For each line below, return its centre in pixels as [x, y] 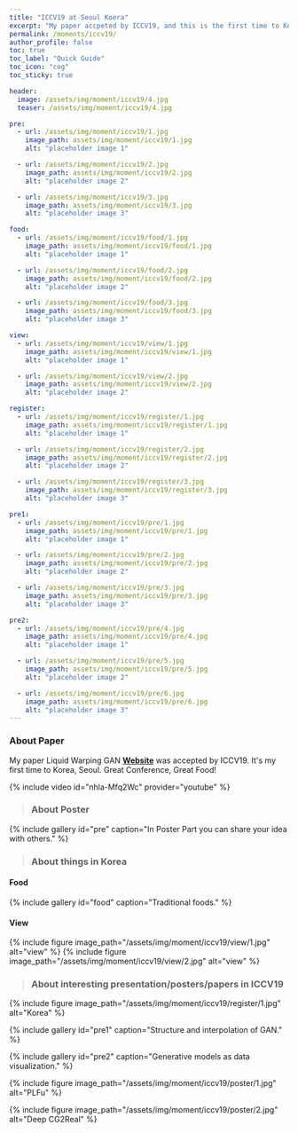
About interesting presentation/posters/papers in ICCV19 [157, 984]
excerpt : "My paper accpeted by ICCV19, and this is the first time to [144, 26]
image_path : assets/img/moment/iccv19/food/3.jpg [119, 311]
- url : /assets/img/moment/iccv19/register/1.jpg [110, 417]
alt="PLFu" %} [35, 1093]
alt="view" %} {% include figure [68, 952]
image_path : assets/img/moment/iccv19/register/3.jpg [126, 490]
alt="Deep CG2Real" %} [53, 1120]
